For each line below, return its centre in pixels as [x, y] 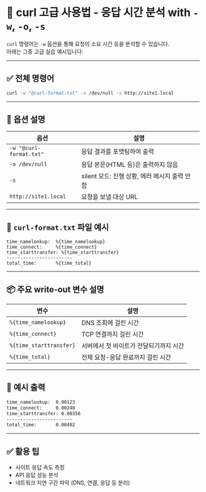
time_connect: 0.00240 [41, 408]
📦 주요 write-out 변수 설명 [55, 289]
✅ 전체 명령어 [30, 78]
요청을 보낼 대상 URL [109, 197]
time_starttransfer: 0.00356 [44, 413]
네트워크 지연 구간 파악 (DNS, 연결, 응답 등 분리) [73, 483]
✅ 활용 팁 [23, 451]
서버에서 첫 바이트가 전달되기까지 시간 [133, 346]
